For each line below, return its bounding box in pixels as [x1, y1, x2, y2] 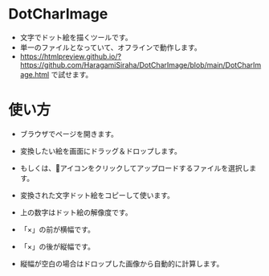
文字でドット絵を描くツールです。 [19, 32, 132, 42]
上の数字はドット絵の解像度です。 [19, 207, 132, 217]
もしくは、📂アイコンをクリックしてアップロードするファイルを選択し [19, 163, 250, 173]
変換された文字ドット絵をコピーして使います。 [19, 190, 174, 200]
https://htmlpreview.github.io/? [19, 51, 122, 61]
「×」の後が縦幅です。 [19, 241, 95, 251]
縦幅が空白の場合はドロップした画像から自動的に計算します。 [19, 258, 224, 268]
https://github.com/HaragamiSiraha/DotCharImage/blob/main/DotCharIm [19, 60, 262, 69]
